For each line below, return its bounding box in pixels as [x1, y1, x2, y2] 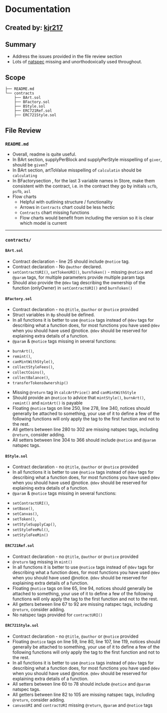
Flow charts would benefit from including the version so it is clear [19, 214, 154, 220]
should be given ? [12, 162, 48, 168]
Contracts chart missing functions [19, 209, 89, 215]
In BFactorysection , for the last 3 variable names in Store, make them [12, 178, 155, 183]
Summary [5, 40, 36, 48]
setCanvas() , [12, 511, 39, 517]
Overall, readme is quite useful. [12, 151, 77, 157]
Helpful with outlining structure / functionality [19, 198, 113, 205]
